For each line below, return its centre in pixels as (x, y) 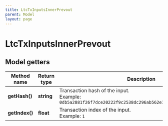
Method (20, 76)
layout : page (19, 19)
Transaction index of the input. (95, 110)
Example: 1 (72, 116)
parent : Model (20, 14)
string (45, 96)
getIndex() (20, 113)
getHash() (20, 96)
